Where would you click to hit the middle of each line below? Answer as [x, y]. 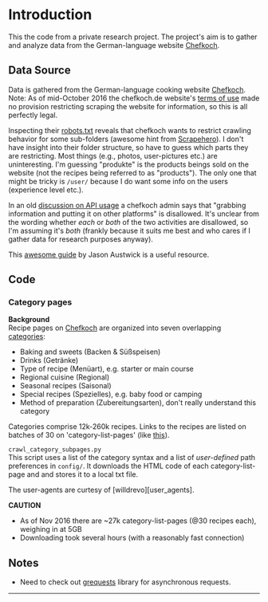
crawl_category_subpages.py [55, 450]
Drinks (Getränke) [49, 360]
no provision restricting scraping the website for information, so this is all [128, 106]
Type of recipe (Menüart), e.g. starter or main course [106, 369]
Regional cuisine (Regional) [65, 377]
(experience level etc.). [46, 190]
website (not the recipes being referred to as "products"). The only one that [132, 172]
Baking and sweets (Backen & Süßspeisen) [90, 352]
